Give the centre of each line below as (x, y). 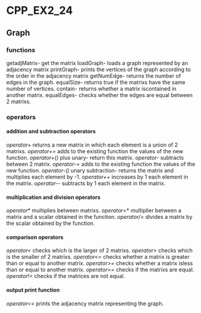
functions (21, 50)
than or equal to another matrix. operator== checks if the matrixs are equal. (100, 270)
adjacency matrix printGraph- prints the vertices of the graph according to (99, 69)
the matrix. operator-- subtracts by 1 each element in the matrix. (86, 183)
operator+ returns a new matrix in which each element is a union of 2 (92, 145)
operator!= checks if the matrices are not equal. (66, 276)
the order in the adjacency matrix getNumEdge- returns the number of (94, 75)
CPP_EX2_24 (40, 11)
